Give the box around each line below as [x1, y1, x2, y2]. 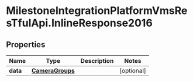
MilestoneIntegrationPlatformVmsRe [6, 4, 188, 17]
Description [80, 57, 114, 65]
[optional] [119, 67, 146, 74]
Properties [6, 40, 46, 49]
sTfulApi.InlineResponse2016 [6, 16, 153, 30]
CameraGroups [31, 67, 75, 74]
